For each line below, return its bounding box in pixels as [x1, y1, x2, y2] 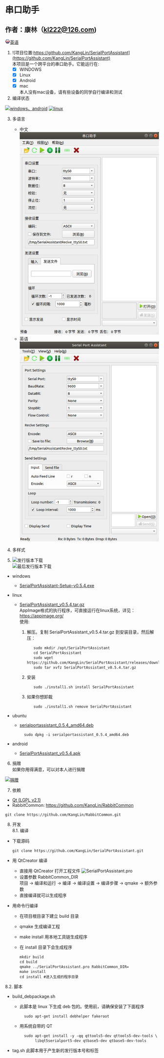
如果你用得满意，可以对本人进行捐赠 [12, 767, 85, 773]
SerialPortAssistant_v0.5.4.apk [19, 751, 81, 756]
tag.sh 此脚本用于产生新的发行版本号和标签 [12, 1048, 99, 1054]
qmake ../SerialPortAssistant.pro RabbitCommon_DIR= [19, 965, 129, 970]
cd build [19, 960, 38, 965]
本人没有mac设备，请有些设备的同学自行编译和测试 [19, 89, 123, 95]
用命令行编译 [12, 903, 38, 909]
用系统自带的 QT [19, 1023, 53, 1029]
